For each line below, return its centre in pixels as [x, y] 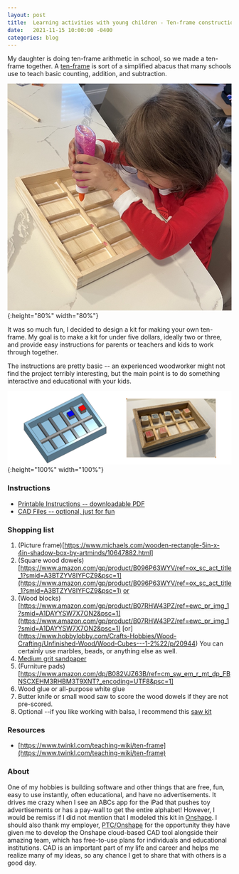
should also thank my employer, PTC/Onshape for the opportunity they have [119, 825]
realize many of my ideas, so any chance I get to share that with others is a [117, 855]
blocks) [50, 598]
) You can [209, 643]
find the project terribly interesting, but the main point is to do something [114, 373]
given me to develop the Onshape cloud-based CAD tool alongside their [113, 832]
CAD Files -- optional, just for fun [66, 511]
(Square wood [38, 560]
